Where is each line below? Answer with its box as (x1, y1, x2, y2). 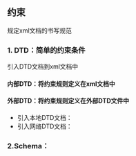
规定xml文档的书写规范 (7, 26, 72, 35)
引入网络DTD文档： (17, 122, 72, 130)
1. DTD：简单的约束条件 (7, 45, 86, 55)
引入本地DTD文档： (17, 113, 72, 121)
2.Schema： (7, 141, 50, 150)
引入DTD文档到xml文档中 (7, 62, 79, 71)
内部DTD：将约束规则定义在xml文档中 (7, 79, 115, 88)
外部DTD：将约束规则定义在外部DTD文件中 (7, 96, 130, 105)
